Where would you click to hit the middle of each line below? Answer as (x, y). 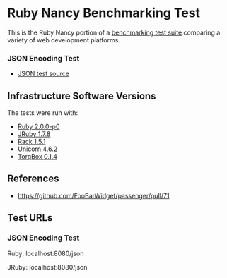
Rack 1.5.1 (31, 142)
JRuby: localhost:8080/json (47, 267)
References (33, 179)
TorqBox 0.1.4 (37, 157)
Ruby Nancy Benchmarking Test (104, 13)
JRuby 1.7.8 (34, 134)
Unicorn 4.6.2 (37, 149)
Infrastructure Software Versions (82, 96)
